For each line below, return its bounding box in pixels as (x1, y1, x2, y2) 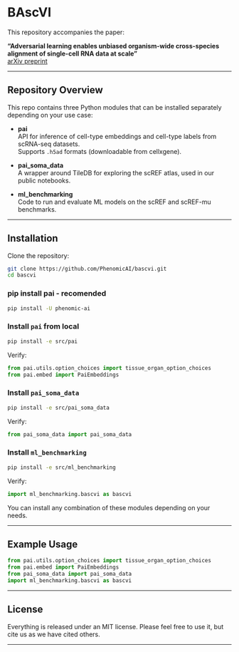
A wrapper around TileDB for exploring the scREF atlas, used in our (17, 168, 215, 177)
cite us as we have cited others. (7, 630, 101, 638)
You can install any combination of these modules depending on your (7, 503, 211, 512)
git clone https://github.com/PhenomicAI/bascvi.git (7, 265, 167, 272)
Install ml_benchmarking (7, 447, 87, 457)
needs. (7, 511, 28, 519)
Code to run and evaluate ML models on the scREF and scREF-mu (17, 197, 211, 206)
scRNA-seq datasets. (17, 140, 80, 148)
